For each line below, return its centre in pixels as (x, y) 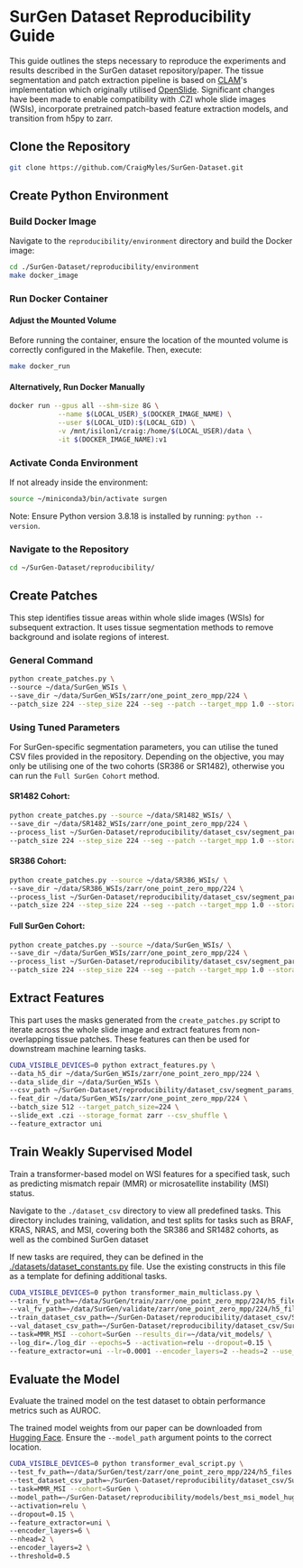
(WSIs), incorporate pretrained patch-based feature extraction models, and (149, 108)
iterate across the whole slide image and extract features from (125, 1029)
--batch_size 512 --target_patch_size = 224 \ (94, 1108)
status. (22, 1192)
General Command (51, 660)
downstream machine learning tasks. (78, 1048)
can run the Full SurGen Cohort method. (85, 775)
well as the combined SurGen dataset (79, 1239)
